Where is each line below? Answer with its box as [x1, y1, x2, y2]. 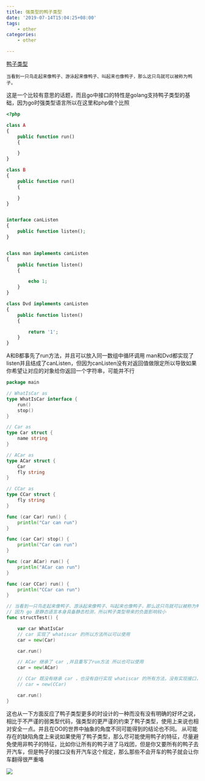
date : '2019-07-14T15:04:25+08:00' [6, 15, 97, 21]
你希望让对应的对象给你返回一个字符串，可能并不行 [6, 367, 135, 375]
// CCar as [6, 486, 34, 492]
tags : [6, 20, 20, 26]
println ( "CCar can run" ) [17, 586, 81, 592]
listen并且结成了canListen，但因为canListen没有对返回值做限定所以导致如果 [6, 359, 197, 367]
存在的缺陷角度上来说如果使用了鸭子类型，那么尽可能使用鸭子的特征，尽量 [6, 733, 193, 740]
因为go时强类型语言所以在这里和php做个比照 [16, 99, 130, 106]
